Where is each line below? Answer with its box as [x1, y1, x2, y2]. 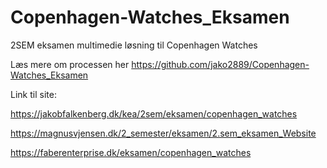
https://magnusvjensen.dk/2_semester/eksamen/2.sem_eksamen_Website [10, 127, 317, 139]
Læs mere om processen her [10, 58, 130, 70]
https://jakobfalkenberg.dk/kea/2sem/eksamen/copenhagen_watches [10, 107, 298, 120]
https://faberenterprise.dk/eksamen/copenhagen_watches [10, 146, 252, 158]
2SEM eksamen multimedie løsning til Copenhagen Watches [10, 39, 258, 51]
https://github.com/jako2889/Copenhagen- [131, 58, 310, 70]
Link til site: [10, 88, 57, 100]
